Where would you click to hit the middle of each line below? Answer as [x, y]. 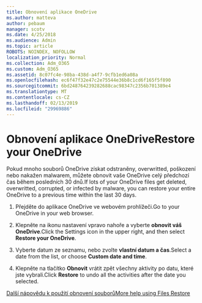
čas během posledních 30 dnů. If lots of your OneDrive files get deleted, [97, 182]
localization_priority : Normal [46, 58]
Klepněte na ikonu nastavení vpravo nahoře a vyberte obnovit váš [99, 225]
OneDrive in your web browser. [54, 213]
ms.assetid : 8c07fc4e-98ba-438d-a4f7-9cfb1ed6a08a [72, 75]
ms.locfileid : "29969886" [39, 109]
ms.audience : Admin [31, 40]
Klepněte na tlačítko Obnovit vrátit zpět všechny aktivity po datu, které [104, 268]
